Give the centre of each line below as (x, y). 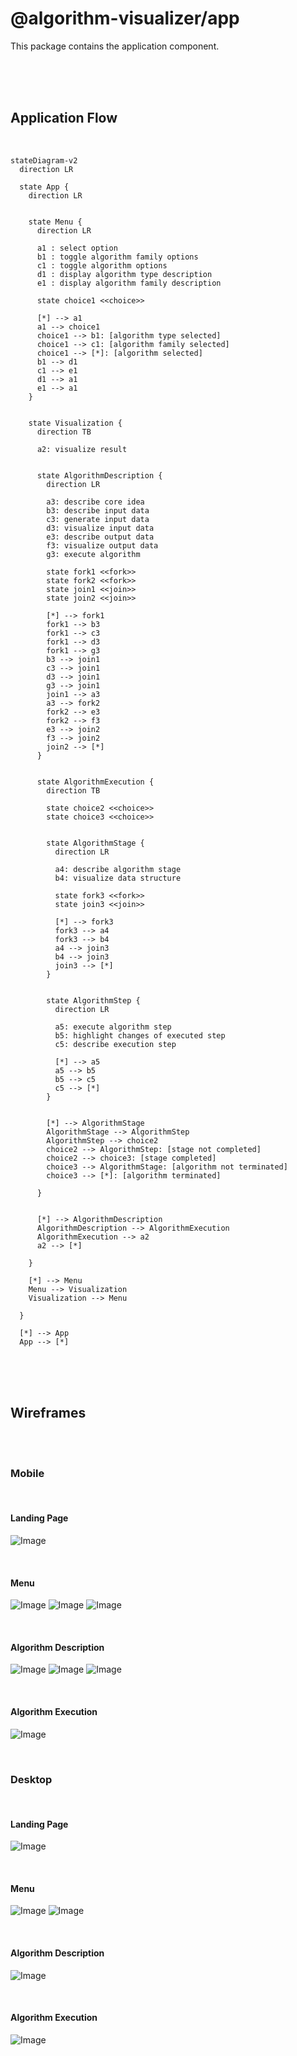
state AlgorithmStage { (95, 843)
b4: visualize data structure (118, 878)
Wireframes (48, 1413)
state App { (44, 187)
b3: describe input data (98, 510)
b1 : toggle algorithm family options (117, 257)
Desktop (31, 1779)
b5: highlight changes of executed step (140, 1035)
